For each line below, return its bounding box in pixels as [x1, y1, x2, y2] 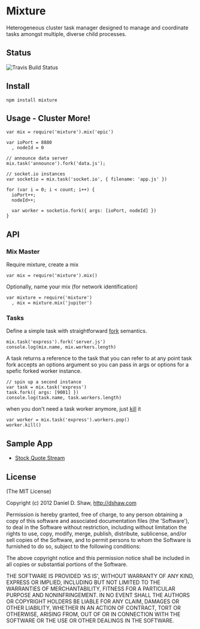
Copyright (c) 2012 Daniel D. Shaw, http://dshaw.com [6, 499, 137, 506]
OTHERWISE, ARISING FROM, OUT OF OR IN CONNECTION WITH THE [6, 610, 181, 618]
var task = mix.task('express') [6, 384, 87, 390]
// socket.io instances [6, 171, 66, 177]
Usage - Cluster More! [6, 113, 91, 124]
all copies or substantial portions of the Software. [6, 561, 128, 568]
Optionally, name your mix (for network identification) [6, 283, 138, 290]
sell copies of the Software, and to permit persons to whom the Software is [6, 536, 192, 543]
